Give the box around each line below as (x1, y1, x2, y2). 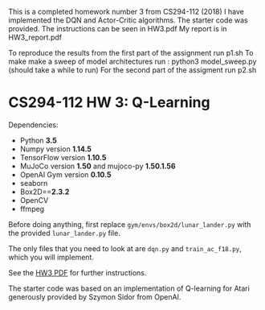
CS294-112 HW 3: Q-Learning (8, 93, 210, 112)
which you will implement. (8, 252, 95, 262)
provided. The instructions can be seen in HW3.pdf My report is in (8, 24, 227, 33)
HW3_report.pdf (8, 32, 63, 42)
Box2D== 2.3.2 (19, 187, 70, 196)
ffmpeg (19, 204, 45, 213)
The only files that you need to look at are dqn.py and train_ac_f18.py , (8, 243, 243, 253)
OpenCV (19, 195, 49, 205)
